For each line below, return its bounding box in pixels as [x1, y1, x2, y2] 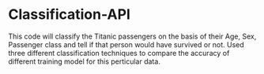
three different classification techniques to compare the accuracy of [8, 48, 230, 57]
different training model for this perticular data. [8, 57, 160, 66]
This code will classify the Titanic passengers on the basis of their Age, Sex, [8, 31, 257, 41]
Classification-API [8, 6, 130, 24]
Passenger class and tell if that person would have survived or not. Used [8, 39, 245, 49]
